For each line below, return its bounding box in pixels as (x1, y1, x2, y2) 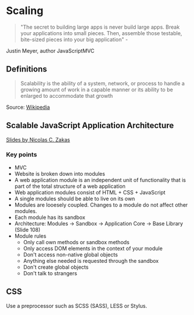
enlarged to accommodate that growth (20, 92, 113, 99)
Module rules (14, 232, 47, 239)
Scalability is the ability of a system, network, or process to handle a (20, 80, 185, 87)
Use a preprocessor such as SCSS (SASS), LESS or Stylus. (6, 302, 147, 309)
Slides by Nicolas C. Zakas (6, 136, 70, 143)
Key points (6, 150, 37, 159)
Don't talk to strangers (23, 269, 78, 276)
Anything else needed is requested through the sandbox (23, 257, 159, 264)
